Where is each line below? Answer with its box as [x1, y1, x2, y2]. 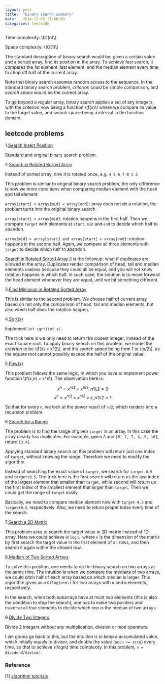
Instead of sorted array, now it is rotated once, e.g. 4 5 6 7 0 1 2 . [5, 171, 139, 177]
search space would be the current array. [5, 90, 90, 95]
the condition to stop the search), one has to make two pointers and [5, 599, 143, 606]
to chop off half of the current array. [5, 70, 78, 76]
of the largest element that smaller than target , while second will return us [5, 479, 156, 485]
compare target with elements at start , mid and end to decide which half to [5, 221, 158, 227]
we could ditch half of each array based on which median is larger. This [5, 574, 150, 580]
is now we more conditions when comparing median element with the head [5, 186, 158, 192]
